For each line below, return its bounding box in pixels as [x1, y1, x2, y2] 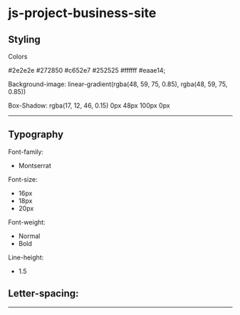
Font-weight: [8, 217, 46, 226]
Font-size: [8, 175, 38, 183]
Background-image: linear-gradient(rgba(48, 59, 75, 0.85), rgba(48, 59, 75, [8, 80, 228, 88]
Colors [8, 52, 28, 61]
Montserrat [18, 161, 52, 170]
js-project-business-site [8, 5, 157, 21]
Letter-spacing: [8, 287, 79, 300]
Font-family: [8, 148, 43, 156]
